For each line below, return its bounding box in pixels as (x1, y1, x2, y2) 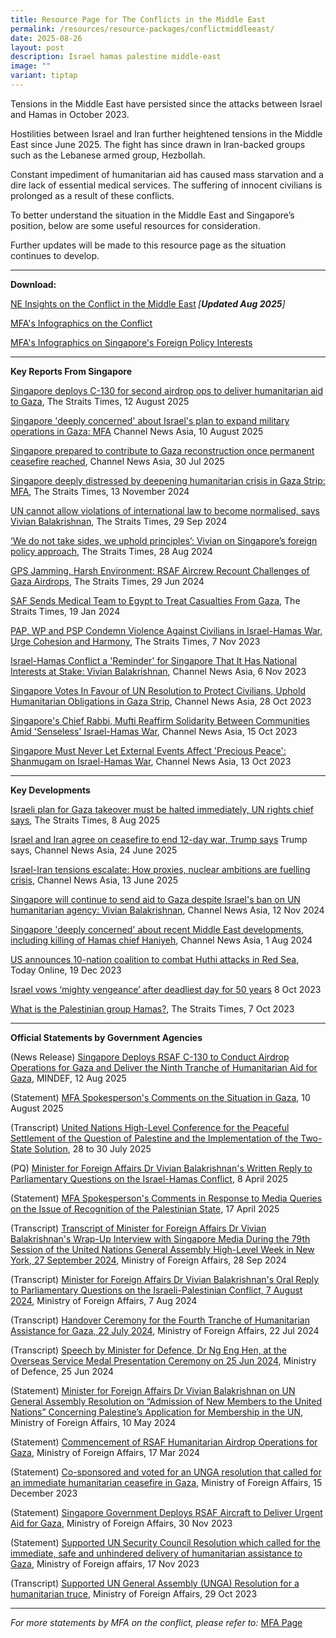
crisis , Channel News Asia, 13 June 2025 (10, 874, 178, 886)
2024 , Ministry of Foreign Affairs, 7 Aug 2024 (10, 1294, 198, 1306)
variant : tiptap (10, 71, 78, 81)
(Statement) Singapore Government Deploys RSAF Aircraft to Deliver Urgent (10, 1506, 323, 1518)
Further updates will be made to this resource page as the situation (10, 239, 287, 251)
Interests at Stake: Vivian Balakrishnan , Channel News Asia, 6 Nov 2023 (10, 665, 307, 677)
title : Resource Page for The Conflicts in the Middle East (10, 14, 267, 25)
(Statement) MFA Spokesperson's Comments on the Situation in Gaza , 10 (10, 1091, 311, 1103)
